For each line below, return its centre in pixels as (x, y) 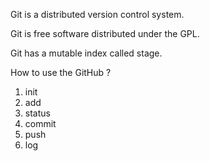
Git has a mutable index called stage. (86, 53)
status (37, 113)
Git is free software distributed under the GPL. (105, 33)
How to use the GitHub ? (61, 72)
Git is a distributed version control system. (97, 14)
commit (40, 123)
